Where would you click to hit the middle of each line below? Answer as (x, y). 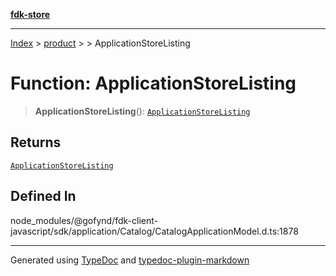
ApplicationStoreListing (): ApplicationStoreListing (142, 111)
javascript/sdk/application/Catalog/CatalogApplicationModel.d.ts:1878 (154, 231)
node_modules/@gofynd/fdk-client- (84, 220)
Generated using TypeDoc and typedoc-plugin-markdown (130, 260)
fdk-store (30, 14)
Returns (36, 142)
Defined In (43, 196)
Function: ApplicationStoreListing (153, 83)
